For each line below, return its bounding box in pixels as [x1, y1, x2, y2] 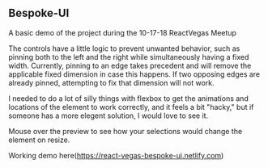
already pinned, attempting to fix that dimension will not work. [8, 78, 215, 87]
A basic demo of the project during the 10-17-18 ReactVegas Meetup [8, 27, 237, 37]
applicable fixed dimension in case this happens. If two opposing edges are [8, 69, 261, 79]
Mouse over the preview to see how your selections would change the [8, 126, 243, 136]
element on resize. [8, 135, 70, 145]
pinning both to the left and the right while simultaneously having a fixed [8, 52, 249, 61]
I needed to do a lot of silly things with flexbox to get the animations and [8, 93, 249, 103]
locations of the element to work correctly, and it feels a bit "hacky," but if [8, 102, 254, 111]
